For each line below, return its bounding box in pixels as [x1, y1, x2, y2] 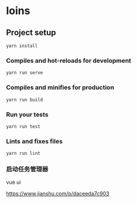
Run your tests [6, 110, 49, 119]
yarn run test [6, 123, 41, 130]
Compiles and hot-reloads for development [6, 56, 132, 65]
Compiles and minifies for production [6, 83, 114, 92]
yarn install [6, 43, 38, 49]
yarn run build [6, 97, 43, 103]
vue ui [6, 179, 21, 186]
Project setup [6, 28, 57, 38]
